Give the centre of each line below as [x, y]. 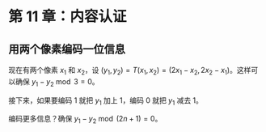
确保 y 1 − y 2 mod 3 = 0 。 [57, 82]
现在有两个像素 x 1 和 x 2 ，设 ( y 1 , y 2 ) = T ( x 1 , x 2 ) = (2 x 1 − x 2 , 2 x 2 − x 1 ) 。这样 [130, 71]
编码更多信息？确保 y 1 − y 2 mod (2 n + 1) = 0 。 [85, 120]
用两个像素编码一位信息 [67, 49]
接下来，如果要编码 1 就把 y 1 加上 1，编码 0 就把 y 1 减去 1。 [106, 101]
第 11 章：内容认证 [68, 17]
